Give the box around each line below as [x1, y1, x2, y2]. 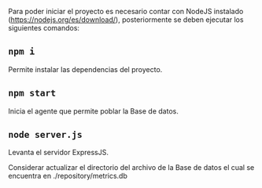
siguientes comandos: [8, 23, 80, 32]
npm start [8, 88, 57, 99]
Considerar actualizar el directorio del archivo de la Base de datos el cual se [8, 163, 255, 172]
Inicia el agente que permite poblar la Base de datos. [8, 106, 179, 116]
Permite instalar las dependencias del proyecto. [8, 64, 163, 74]
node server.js [8, 129, 83, 140]
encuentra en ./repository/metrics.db [8, 172, 128, 181]
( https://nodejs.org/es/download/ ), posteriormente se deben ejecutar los [8, 15, 244, 24]
